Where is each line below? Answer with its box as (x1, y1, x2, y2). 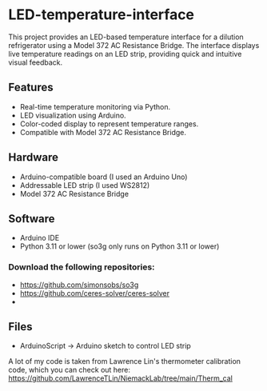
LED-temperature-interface (8, 6, 194, 24)
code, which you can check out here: (8, 365, 130, 375)
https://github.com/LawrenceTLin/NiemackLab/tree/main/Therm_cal (8, 373, 233, 383)
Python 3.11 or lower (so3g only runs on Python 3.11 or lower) (19, 241, 220, 251)
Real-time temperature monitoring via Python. (19, 102, 171, 111)
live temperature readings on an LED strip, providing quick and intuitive (8, 49, 242, 58)
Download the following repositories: (8, 261, 155, 273)
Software (8, 212, 55, 225)
